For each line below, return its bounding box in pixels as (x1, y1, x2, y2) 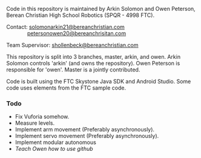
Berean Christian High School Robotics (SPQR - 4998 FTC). (6, 12, 155, 19)
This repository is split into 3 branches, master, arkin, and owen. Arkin (6, 53, 180, 60)
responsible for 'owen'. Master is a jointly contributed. (6, 66, 140, 73)
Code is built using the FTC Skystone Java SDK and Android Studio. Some (6, 78, 191, 85)
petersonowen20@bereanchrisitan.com (27, 30, 126, 37)
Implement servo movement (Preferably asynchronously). (15, 133, 159, 140)
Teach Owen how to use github (15, 145, 93, 153)
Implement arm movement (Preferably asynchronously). (15, 126, 155, 133)
